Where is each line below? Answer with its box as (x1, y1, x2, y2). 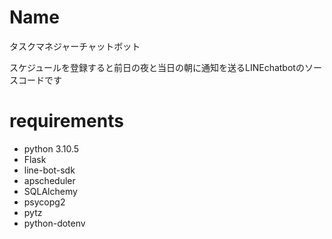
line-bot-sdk (23, 164, 76, 176)
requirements (9, 110, 124, 133)
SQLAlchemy (23, 185, 78, 197)
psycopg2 (23, 196, 66, 208)
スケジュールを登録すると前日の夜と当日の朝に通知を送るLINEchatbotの (9, 61, 305, 73)
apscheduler (23, 174, 76, 186)
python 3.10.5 (23, 142, 80, 155)
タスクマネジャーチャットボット (9, 40, 141, 52)
